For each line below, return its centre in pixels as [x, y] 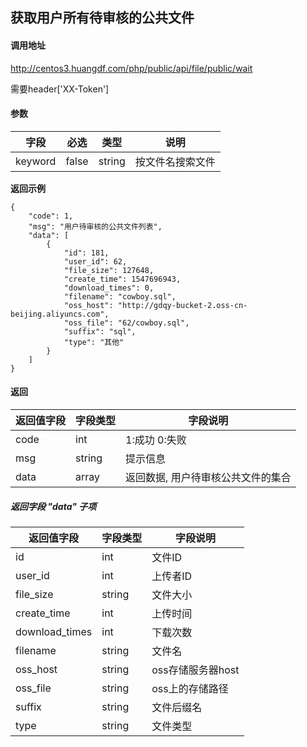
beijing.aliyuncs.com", [60, 314]
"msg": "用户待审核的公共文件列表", [95, 226]
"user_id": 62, [95, 261]
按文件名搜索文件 [175, 161]
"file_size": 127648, [109, 270]
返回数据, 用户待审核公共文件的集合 [208, 477]
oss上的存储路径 [190, 688]
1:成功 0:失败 [156, 440]
